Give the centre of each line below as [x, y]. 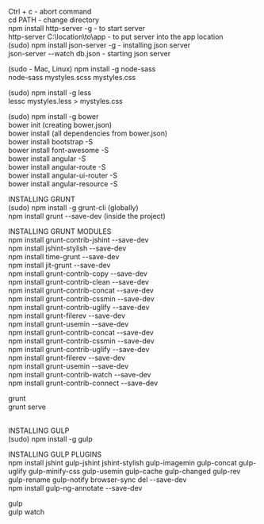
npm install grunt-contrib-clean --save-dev [78, 282]
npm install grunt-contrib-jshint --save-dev [78, 240]
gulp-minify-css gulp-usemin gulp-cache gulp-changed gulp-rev [134, 471]
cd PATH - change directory [54, 20]
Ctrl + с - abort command [50, 11]
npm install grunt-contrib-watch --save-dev [80, 375]
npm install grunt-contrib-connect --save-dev [83, 383]
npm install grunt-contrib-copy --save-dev [78, 273]
